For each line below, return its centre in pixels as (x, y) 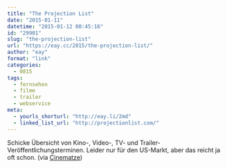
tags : (15, 78)
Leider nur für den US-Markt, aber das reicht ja (153, 150)
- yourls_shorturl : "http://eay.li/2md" (72, 116)
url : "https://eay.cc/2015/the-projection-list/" (80, 46)
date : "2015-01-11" (35, 20)
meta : (15, 110)
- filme (25, 91)
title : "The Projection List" (51, 13)
